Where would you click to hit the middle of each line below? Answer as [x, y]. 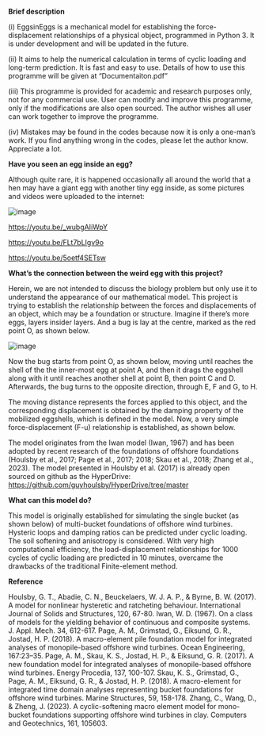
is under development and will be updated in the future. [98, 44]
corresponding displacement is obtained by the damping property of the [126, 410]
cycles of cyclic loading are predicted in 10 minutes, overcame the [116, 558]
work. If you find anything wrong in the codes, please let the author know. [128, 140]
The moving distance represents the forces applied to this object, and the [128, 402]
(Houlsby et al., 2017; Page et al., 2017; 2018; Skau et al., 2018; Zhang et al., [131, 460]
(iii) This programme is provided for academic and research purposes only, [130, 91]
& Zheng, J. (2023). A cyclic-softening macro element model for [112, 706]
